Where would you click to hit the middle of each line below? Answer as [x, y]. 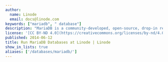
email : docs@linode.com [34, 19]
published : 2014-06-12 [29, 38]
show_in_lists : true [27, 47]
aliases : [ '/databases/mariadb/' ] [41, 51]
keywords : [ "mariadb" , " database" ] [43, 24]
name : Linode [23, 14]
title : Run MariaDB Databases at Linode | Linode [58, 42]
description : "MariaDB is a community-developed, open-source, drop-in [81, 28]
